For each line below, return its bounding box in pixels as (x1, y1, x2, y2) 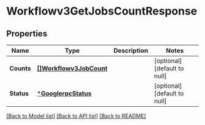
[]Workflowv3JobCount (37, 64, 108, 72)
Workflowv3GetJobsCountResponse (6, 4, 198, 18)
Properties (6, 29, 48, 39)
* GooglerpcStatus (37, 89, 92, 98)
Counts (9, 64, 32, 72)
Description (113, 47, 148, 55)
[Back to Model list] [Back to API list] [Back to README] (6, 112, 146, 120)
